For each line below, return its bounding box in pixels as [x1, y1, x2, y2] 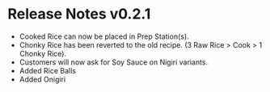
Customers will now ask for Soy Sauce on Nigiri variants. [19, 57, 209, 67]
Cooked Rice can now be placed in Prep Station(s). [19, 31, 189, 41]
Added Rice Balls [19, 65, 76, 75]
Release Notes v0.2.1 [7, 5, 151, 23]
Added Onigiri [19, 74, 66, 84]
